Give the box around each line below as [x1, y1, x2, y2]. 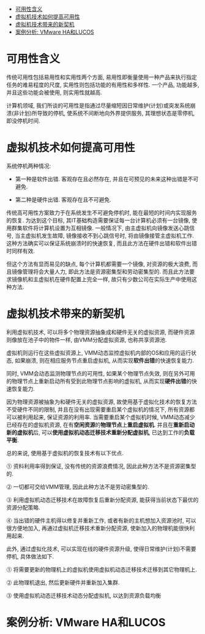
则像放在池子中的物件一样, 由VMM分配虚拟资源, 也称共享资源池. [6, 336, 167, 343]
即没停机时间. [6, 117, 41, 124]
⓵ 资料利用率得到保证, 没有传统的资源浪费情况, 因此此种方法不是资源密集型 [6, 462, 196, 470]
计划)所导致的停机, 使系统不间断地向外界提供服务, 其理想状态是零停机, [19, 109, 195, 116]
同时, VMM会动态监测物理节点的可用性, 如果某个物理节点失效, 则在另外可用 [6, 369, 195, 377]
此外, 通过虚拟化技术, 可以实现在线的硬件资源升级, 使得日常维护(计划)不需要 [6, 545, 197, 553]
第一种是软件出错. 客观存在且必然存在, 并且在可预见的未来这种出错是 [15, 175, 188, 183]
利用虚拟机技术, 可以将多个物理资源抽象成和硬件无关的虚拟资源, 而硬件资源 [6, 328, 195, 336]
